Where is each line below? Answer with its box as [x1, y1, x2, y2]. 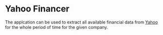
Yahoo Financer [5, 3, 69, 14]
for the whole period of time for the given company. [5, 24, 108, 30]
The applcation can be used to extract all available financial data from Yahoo [5, 19, 158, 25]
